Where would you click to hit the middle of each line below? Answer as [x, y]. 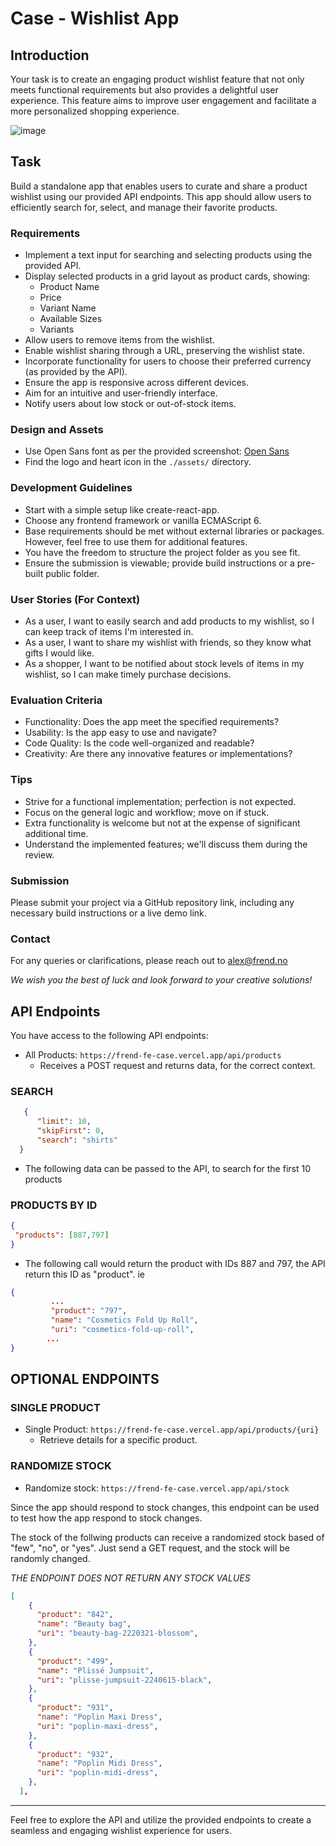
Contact [30, 939]
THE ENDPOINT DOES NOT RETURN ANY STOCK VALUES [130, 1578]
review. [39, 854]
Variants [57, 329]
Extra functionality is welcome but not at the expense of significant [162, 823]
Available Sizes [71, 319]
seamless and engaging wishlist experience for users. [121, 1830]
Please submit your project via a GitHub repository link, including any [152, 902]
